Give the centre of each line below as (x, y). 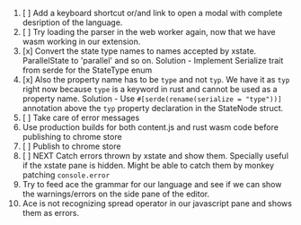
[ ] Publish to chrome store (71, 146)
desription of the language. (72, 22)
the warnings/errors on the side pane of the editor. (116, 194)
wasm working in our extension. (81, 41)
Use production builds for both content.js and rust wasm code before (150, 127)
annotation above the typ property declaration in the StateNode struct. (153, 108)
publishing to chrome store (72, 137)
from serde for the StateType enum (87, 70)
